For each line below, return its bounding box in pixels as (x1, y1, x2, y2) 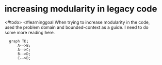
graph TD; (9, 39, 29, 44)
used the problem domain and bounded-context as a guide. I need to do (4, 24, 149, 30)
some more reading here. (4, 29, 55, 35)
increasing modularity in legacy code (4, 3, 157, 14)
